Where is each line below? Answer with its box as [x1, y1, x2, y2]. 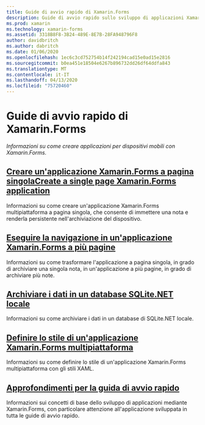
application [6, 186, 51, 196]
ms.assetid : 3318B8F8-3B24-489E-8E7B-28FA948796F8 [6, 32, 138, 38]
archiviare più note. [6, 272, 55, 279]
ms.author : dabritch [6, 43, 59, 50]
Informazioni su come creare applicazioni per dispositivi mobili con [6, 142, 176, 150]
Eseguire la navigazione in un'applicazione [6, 233, 173, 243]
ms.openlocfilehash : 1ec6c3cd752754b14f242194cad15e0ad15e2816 [6, 54, 171, 61]
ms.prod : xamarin [6, 20, 51, 26]
